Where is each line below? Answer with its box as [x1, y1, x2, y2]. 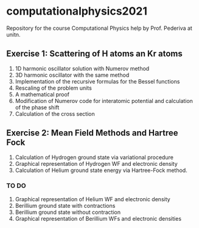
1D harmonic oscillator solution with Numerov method [15, 65, 150, 72]
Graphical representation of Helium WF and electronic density [15, 195, 170, 202]
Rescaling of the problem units [15, 84, 93, 91]
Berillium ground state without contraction [15, 208, 120, 216]
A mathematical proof [15, 90, 70, 98]
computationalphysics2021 [6, 4, 148, 18]
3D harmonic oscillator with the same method [15, 71, 130, 79]
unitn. [6, 30, 21, 38]
